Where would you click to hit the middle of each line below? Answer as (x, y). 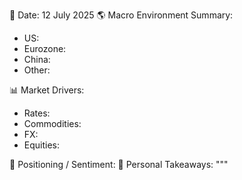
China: (37, 59)
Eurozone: (45, 48)
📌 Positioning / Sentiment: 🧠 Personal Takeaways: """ (119, 164)
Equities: (42, 145)
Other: (37, 70)
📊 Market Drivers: (47, 90)
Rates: (37, 113)
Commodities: (52, 123)
